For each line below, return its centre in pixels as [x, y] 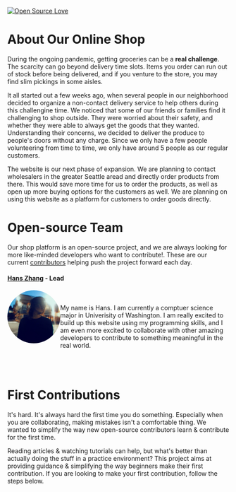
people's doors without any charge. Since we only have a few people [107, 140]
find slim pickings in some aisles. [55, 81]
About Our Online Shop [76, 40]
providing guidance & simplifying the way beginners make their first [105, 466]
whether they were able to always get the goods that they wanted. [103, 125]
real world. [76, 346]
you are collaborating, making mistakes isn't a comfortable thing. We [107, 422]
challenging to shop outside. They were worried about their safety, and [110, 117]
